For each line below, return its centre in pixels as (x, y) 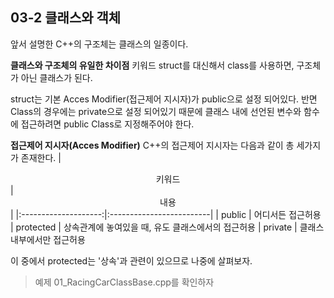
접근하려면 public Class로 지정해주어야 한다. (107, 124)
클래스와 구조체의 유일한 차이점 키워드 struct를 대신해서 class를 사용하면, (152, 65)
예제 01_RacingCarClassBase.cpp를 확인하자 (124, 282)
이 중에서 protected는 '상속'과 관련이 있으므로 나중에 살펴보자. (131, 260)
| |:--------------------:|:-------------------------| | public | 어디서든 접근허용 (166, 214)
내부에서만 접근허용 (48, 239)
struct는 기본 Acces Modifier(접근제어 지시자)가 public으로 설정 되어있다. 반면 (164, 99)
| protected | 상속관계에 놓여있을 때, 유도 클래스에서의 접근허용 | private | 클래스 (167, 227)
